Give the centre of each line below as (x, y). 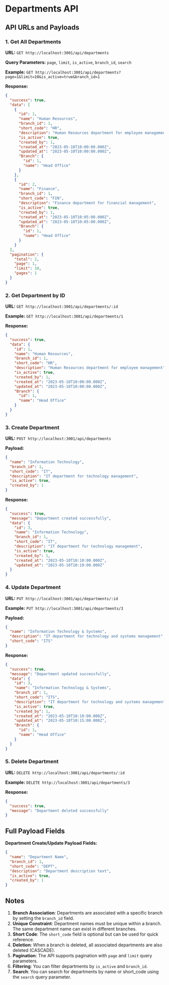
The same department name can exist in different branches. (74, 929)
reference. (23, 939)
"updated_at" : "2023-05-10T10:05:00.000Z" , (65, 222)
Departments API (42, 9)
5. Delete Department (32, 762)
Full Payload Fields (35, 831)
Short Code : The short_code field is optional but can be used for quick (85, 934)
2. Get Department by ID (35, 295)
